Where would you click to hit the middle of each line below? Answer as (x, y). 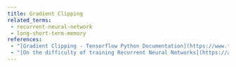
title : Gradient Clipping (45, 14)
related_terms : (29, 20)
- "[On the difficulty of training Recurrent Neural (89, 53)
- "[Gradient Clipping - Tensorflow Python (75, 46)
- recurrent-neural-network (51, 27)
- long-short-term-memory (48, 33)
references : (25, 40)
